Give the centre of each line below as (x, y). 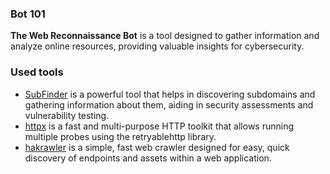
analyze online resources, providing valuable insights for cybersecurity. (157, 46)
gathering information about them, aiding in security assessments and (169, 104)
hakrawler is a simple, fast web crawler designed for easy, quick (157, 147)
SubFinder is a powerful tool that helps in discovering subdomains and (170, 94)
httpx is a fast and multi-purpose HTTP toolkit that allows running (159, 126)
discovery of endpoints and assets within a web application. (148, 158)
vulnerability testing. (67, 115)
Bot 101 (28, 14)
